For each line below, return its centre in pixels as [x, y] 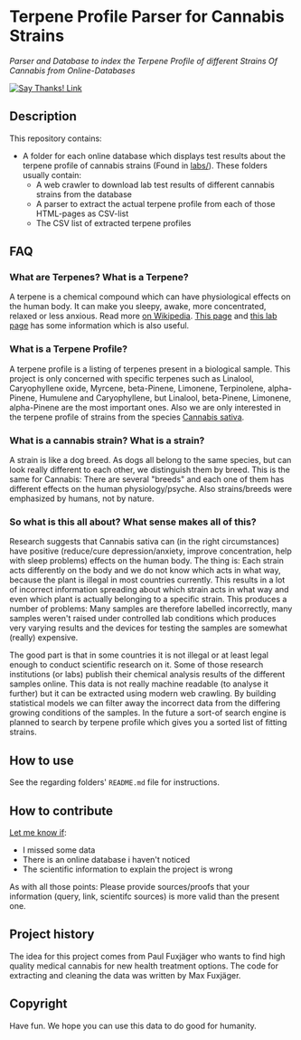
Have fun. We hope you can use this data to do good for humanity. [133, 1026]
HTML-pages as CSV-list [82, 213]
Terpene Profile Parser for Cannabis [147, 17]
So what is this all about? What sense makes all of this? [133, 522]
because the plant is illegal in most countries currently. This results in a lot [147, 580]
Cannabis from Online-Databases [72, 71]
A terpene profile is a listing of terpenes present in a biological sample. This [150, 369]
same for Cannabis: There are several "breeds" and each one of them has [147, 479]
